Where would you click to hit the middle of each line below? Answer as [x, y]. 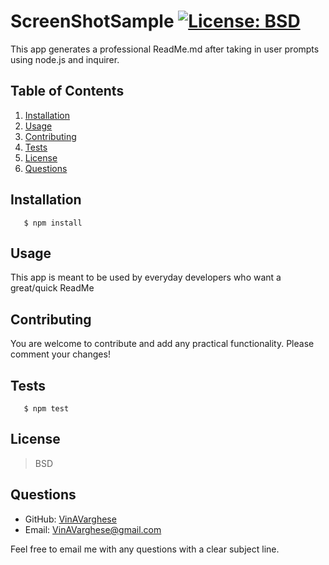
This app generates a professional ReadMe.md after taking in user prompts [165, 49]
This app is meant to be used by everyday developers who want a [146, 277]
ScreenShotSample [92, 21]
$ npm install [53, 223]
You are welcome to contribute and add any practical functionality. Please [162, 344]
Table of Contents [67, 91]
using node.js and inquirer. [65, 59]
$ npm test [46, 409]
